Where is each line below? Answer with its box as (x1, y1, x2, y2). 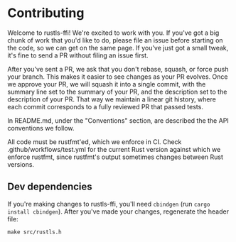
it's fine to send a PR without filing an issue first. (7, 51, 149, 60)
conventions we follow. (7, 123, 75, 132)
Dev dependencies (7, 181, 92, 193)
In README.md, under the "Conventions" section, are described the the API (7, 116, 229, 125)
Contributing (7, 5, 85, 21)
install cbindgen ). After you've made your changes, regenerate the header (7, 207, 230, 216)
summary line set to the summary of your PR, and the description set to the (7, 87, 227, 96)
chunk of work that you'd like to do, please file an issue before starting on (7, 35, 223, 44)
